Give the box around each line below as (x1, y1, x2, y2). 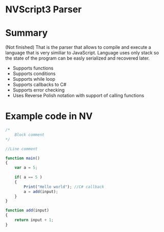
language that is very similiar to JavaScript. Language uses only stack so (5, 50, 159, 56)
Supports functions (12, 65, 54, 72)
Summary (5, 27, 48, 39)
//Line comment (5, 146, 38, 151)
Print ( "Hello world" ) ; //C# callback (24, 184, 104, 189)
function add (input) (5, 208, 50, 213)
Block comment (14, 132, 45, 137)
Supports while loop (12, 76, 55, 82)
